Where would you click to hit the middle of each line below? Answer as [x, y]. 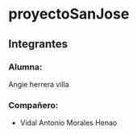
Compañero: [33, 105]
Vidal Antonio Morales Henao [68, 123]
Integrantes [38, 44]
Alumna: [25, 67]
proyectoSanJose [69, 14]
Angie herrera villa [39, 84]
